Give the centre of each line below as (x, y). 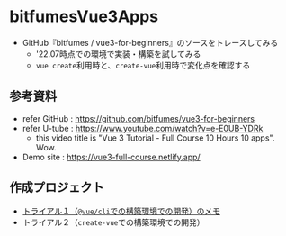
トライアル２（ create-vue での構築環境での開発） (113, 222)
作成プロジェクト (57, 188)
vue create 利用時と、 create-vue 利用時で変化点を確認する (143, 65)
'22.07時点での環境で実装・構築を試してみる (118, 54)
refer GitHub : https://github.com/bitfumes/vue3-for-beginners (138, 118)
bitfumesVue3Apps (84, 17)
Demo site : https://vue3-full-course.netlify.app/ (111, 157)
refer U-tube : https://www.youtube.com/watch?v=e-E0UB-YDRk (143, 128)
